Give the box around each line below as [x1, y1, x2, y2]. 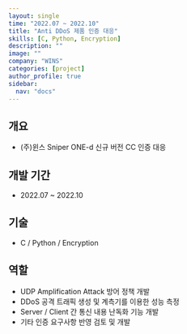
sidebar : [8, 79, 38, 88]
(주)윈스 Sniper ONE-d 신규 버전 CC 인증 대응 [19, 143, 167, 152]
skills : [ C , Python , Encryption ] [8, 34, 121, 43]
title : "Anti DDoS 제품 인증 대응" [8, 27, 118, 35]
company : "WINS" [8, 58, 63, 66]
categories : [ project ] [8, 65, 85, 73]
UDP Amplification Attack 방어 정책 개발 [19, 286, 150, 296]
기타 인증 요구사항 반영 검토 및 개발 [19, 317, 131, 327]
